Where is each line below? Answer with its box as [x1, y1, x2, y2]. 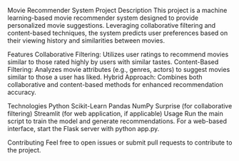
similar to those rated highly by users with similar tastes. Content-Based [7, 58, 219, 66]
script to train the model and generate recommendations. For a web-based [7, 117, 227, 125]
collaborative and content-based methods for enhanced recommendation [7, 80, 223, 88]
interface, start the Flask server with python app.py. [7, 125, 160, 133]
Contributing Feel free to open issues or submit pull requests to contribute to [7, 138, 233, 147]
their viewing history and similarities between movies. [7, 36, 166, 45]
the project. [7, 146, 41, 154]
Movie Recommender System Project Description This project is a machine [7, 6, 228, 14]
